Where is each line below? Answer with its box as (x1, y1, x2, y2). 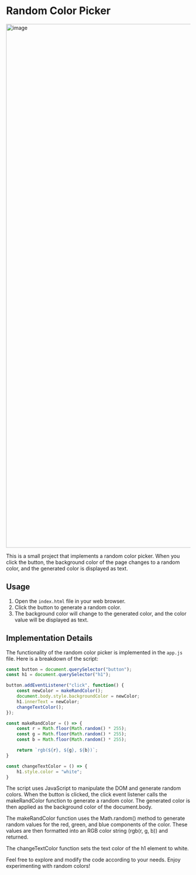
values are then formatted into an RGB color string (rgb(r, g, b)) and (6, 827, 169, 835)
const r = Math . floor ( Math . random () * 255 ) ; (16, 726, 127, 732)
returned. (6, 833, 29, 840)
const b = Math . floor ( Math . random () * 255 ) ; (16, 737, 127, 743)
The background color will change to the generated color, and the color (14, 610, 187, 617)
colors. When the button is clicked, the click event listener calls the (6, 791, 167, 798)
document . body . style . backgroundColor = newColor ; (16, 694, 140, 700)
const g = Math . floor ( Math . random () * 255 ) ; (16, 731, 127, 737)
